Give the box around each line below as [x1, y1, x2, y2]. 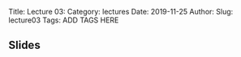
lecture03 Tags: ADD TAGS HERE [8, 15, 119, 25]
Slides [8, 39, 41, 52]
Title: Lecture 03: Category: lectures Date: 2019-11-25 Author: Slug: [8, 7, 234, 16]
